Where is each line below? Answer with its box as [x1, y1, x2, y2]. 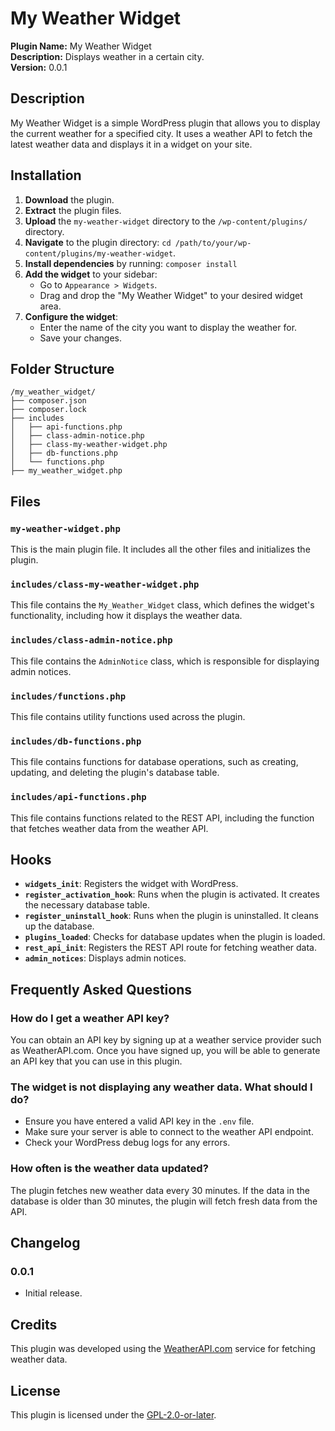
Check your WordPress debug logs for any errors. [24, 1137, 231, 1149]
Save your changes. [39, 332, 122, 344]
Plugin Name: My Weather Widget [10, 40, 152, 52]
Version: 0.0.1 [10, 61, 68, 73]
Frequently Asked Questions [10, 981, 193, 998]
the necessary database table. [24, 899, 150, 911]
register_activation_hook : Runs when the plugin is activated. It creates [24, 888, 320, 901]
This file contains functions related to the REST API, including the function [10, 812, 315, 824]
